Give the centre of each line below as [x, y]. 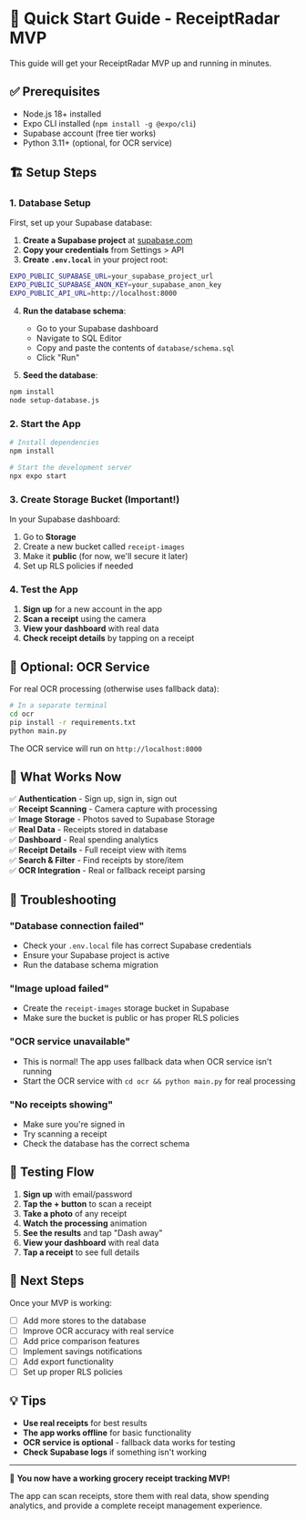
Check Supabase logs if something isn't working [115, 1452]
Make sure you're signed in [74, 1124]
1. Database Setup [50, 203]
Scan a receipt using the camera [84, 619]
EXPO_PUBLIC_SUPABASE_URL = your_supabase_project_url [112, 277]
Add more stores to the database [84, 1321]
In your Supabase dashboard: [65, 519]
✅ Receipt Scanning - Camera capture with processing [113, 809]
